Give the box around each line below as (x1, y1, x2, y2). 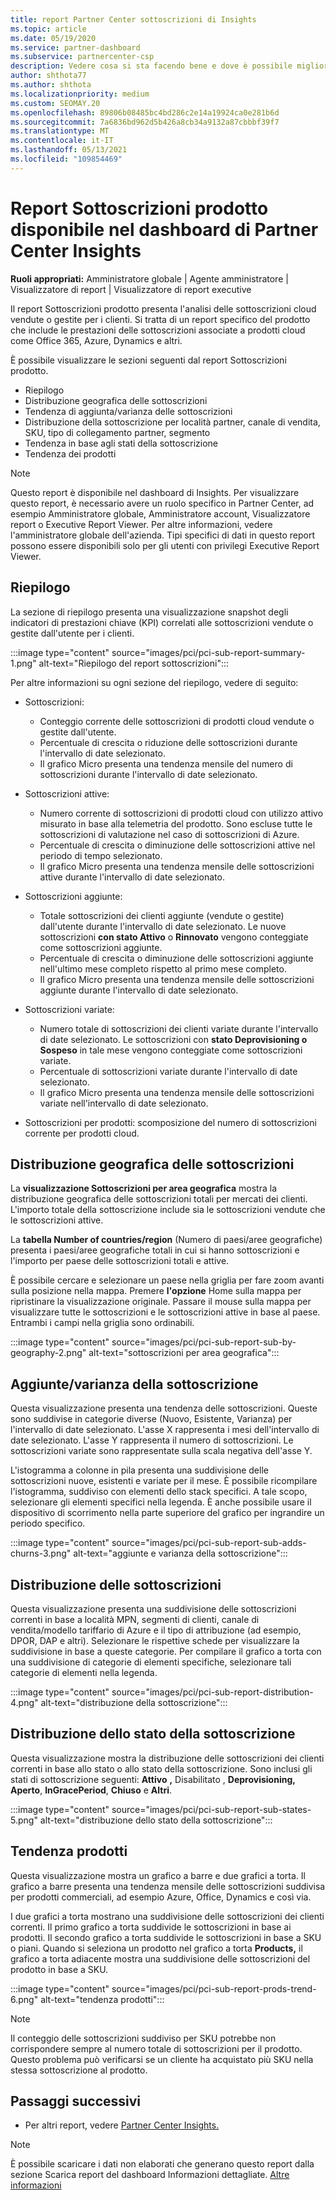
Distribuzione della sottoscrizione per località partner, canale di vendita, (24, 416, 321, 428)
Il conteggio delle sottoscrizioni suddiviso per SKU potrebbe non (10, 2032, 277, 2044)
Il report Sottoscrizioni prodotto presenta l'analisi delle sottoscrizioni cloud (10, 302, 317, 315)
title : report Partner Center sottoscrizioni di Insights (10, 14, 257, 25)
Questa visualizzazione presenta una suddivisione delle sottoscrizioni (10, 1602, 297, 1615)
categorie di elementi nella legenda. (10, 1666, 158, 1678)
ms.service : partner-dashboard (10, 42, 141, 53)
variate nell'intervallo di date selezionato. (39, 1097, 209, 1109)
